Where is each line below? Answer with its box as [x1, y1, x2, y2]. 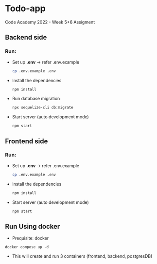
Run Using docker [5, 222, 60, 230]
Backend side [5, 33, 47, 42]
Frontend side [5, 137, 48, 145]
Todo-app [5, 3, 46, 14]
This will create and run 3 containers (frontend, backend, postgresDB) [12, 253, 153, 259]
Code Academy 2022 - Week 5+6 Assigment [5, 19, 95, 25]
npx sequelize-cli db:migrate [12, 105, 74, 110]
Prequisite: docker [12, 235, 49, 241]
